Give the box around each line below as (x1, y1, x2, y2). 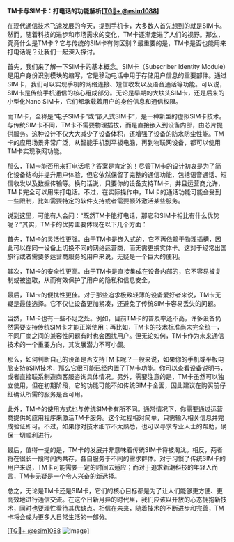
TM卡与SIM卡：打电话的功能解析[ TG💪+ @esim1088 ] (7, 7, 159, 15)
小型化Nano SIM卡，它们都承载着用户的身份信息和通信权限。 (7, 98, 182, 105)
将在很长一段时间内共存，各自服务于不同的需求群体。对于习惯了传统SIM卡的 (7, 454, 226, 463)
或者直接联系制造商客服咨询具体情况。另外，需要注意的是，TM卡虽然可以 (7, 373, 218, 380)
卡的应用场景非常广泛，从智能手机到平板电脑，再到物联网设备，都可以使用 (7, 139, 221, 146)
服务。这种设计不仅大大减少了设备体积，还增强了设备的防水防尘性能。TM (13, 130, 224, 138)
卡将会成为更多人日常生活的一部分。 (7, 513, 111, 521)
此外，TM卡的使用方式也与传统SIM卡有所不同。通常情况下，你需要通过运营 (7, 405, 224, 413)
